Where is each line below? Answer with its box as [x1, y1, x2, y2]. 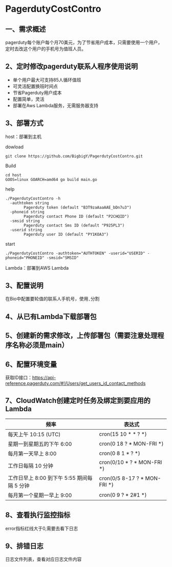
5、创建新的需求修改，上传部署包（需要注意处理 [5, 331, 158, 340]
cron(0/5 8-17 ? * [99, 475, 144, 482]
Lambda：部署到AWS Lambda [5, 265, 69, 271]
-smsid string [10, 218, 40, 224]
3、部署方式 [5, 119, 44, 128]
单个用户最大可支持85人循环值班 [12, 76, 81, 83]
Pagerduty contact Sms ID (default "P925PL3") [24, 222, 125, 228]
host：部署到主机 [5, 133, 42, 139]
